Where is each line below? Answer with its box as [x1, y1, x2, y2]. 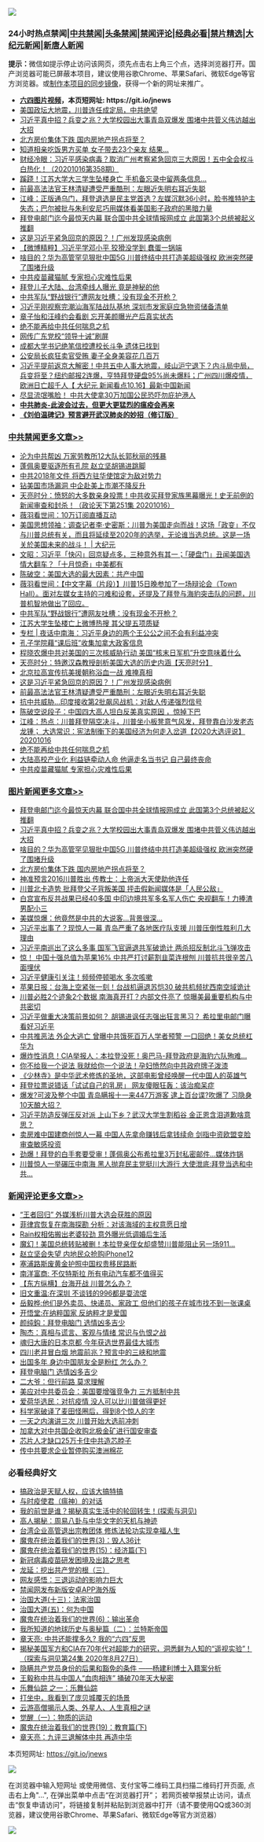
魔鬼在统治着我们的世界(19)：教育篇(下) [19, 1722, 148, 1732]
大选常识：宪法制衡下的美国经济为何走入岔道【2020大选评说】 [42, 726, 246, 735]
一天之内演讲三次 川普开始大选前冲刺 [19, 1416, 139, 1426]
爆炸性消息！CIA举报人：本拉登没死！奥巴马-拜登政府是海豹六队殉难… [19, 1051, 247, 1060]
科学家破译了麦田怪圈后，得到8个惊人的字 [19, 1406, 156, 1416]
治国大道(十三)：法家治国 [19, 1595, 101, 1604]
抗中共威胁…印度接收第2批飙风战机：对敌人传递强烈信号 [19, 697, 203, 706]
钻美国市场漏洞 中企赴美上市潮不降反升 [19, 481, 146, 490]
